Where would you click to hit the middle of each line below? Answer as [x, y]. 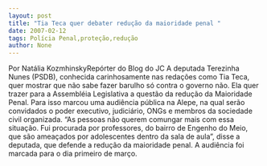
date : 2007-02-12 [37, 30]
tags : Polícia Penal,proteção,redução [73, 38]
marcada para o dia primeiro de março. [73, 154]
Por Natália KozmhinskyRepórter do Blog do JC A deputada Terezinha [124, 68]
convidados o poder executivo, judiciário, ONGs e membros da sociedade [131, 111]
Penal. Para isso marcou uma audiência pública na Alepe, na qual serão [127, 103]
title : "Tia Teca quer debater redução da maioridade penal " [115, 23]
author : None [30, 46]
